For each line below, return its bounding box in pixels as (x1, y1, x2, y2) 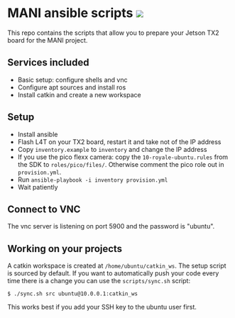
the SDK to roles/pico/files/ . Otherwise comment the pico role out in (17, 160, 224, 168)
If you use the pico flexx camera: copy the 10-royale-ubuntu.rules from (17, 153, 229, 161)
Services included (7, 57, 89, 69)
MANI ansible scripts (7, 5, 133, 21)
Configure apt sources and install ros (17, 83, 126, 92)
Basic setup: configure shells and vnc (17, 75, 128, 84)
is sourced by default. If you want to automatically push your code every (7, 269, 219, 278)
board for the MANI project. (7, 35, 88, 44)
